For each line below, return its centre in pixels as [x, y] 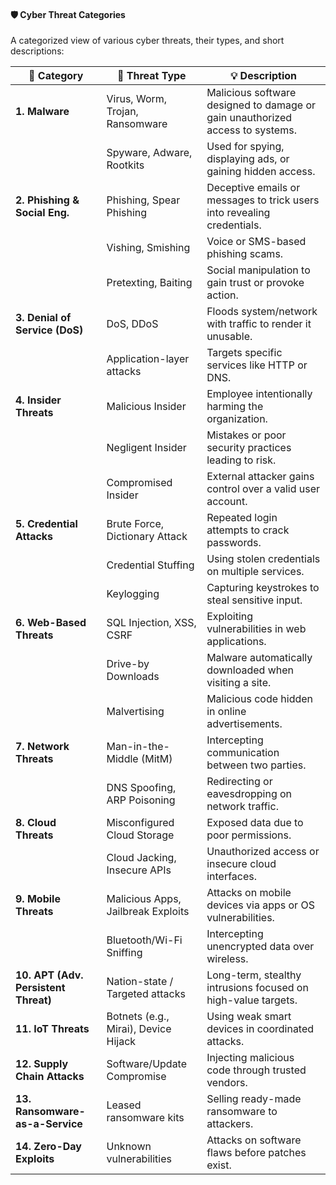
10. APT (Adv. [49, 975]
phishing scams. [245, 254]
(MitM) [156, 759]
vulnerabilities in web [256, 629]
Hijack [121, 1042]
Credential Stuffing [150, 565]
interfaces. [232, 877]
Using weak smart [249, 1017]
